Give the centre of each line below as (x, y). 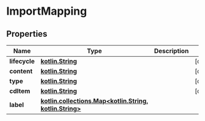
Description (171, 51)
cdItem (20, 91)
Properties (27, 34)
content (21, 71)
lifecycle (22, 61)
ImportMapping (47, 11)
